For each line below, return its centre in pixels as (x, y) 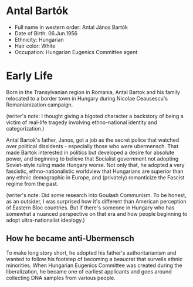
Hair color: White (35, 46)
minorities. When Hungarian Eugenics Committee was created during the (94, 265)
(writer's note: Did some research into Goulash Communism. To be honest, (96, 195)
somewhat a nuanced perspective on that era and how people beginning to (97, 213)
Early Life (30, 76)
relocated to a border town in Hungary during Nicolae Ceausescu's (87, 98)
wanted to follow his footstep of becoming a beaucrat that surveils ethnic (94, 259)
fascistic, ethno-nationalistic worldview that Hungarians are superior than (95, 171)
